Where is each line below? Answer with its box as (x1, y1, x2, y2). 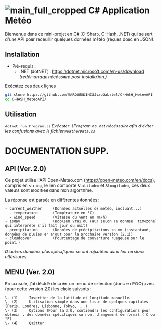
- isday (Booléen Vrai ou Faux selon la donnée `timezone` (5, 219, 158, 224)
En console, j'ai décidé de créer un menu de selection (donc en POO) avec (5, 281, 154, 287)
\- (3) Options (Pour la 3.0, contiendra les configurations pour (5, 308, 151, 313)
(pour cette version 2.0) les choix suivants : (5, 286, 92, 292)
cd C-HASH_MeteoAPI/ (5, 97, 47, 102)
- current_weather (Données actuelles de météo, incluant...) (5, 206, 142, 211)
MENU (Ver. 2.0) (5, 268, 55, 276)
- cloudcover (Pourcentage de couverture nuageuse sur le (5, 236, 145, 241)
